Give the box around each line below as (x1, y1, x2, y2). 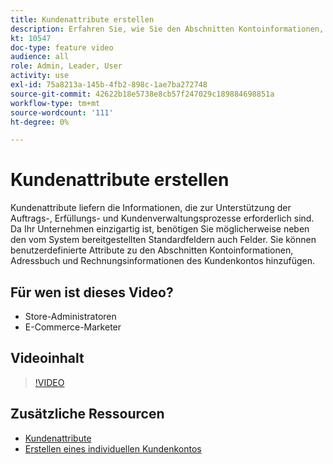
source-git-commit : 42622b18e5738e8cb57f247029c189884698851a (10, 89, 275, 99)
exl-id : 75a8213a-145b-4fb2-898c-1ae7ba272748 (10, 80, 208, 90)
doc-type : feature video (10, 42, 114, 53)
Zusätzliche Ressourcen (10, 406, 165, 423)
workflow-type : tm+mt (10, 98, 101, 108)
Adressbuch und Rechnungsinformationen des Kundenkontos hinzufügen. (10, 255, 316, 267)
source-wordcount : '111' (10, 107, 114, 118)
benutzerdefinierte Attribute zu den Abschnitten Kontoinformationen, (10, 244, 294, 256)
